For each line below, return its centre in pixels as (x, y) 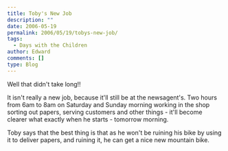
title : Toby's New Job (39, 13)
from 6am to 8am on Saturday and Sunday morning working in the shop (109, 104)
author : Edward (29, 52)
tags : (15, 39)
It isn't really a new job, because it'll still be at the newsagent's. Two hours (112, 97)
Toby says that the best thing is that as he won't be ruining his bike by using (114, 132)
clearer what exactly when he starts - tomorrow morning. (88, 119)
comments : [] (26, 58)
